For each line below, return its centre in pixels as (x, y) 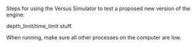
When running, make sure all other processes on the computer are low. (94, 37)
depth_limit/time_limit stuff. (40, 26)
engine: (16, 15)
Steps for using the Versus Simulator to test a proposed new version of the (98, 9)
